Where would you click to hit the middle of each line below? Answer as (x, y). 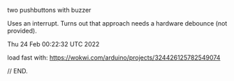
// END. (17, 71)
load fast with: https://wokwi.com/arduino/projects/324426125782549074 (114, 57)
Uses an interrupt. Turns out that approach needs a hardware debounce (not (117, 23)
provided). (22, 31)
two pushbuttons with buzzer (49, 10)
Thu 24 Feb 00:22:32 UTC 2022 (53, 44)
